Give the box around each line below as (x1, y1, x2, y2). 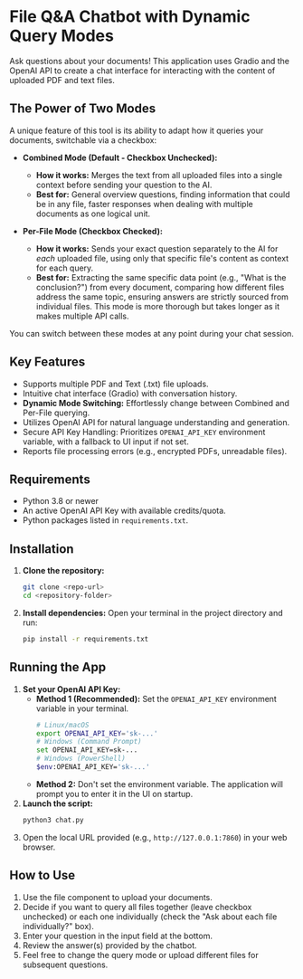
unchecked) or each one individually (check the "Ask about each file (22, 911, 278, 922)
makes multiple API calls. (35, 310, 129, 321)
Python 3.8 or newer (22, 496, 99, 507)
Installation (9, 541, 74, 556)
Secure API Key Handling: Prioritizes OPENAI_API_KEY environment (22, 426, 266, 437)
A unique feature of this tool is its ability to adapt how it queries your (9, 125, 264, 136)
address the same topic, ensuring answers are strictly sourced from (35, 291, 289, 302)
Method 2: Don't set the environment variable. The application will (35, 778, 283, 789)
